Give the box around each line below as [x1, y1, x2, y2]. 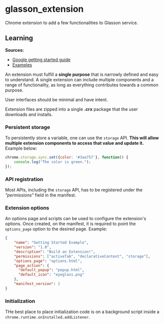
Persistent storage [5, 124, 51, 130]
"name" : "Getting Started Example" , [14, 240, 89, 245]
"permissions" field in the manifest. [5, 192, 76, 198]
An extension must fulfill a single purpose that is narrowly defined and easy [5, 71, 159, 77]
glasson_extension [5, 3, 84, 15]
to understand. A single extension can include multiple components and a [5, 76, 154, 82]
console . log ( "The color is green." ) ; [14, 159, 91, 164]
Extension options [5, 204, 50, 211]
